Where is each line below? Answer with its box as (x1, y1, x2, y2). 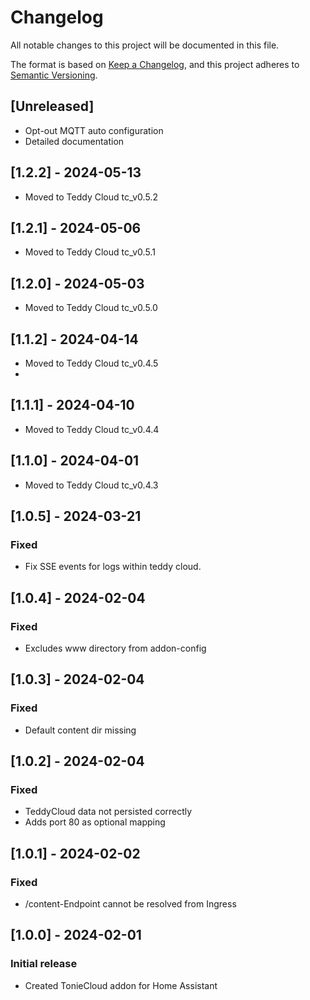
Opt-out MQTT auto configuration (24, 124, 164, 136)
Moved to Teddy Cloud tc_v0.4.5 (24, 357, 159, 369)
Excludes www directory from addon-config (24, 642, 207, 654)
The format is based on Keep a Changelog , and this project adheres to (10, 58, 300, 70)
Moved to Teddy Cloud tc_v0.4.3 (24, 479, 159, 491)
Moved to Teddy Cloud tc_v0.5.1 (24, 246, 156, 258)
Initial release (10, 957, 78, 971)
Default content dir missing (24, 724, 137, 736)
